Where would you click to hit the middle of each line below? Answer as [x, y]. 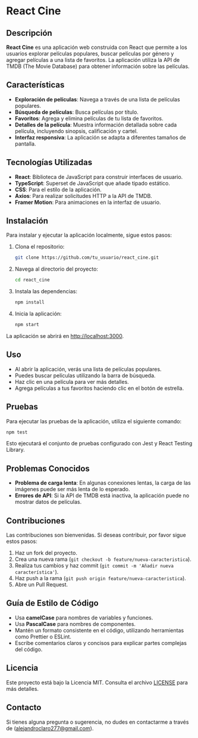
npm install [29, 302]
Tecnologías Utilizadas [49, 162]
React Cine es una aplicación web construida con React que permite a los [97, 47]
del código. [29, 649]
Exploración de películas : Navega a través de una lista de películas [97, 99]
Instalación [27, 221]
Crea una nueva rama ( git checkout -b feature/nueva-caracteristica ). [103, 559]
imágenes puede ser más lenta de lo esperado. [72, 489]
